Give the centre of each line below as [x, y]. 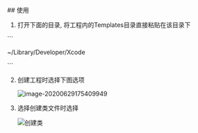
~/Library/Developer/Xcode [46, 52]
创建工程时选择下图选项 [51, 80]
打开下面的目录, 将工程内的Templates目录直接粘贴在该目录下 [104, 25]
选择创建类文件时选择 [48, 108]
